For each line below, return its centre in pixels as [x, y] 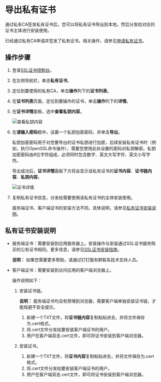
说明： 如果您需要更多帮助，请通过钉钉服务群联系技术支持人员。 [76, 260]
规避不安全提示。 [41, 307]
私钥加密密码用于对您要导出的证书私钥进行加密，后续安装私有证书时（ [82, 142]
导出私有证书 [31, 10]
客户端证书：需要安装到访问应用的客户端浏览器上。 [63, 270]
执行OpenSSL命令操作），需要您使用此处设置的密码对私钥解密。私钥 [88, 148]
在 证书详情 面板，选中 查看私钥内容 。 [48, 111]
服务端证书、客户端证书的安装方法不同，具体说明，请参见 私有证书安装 [82, 208]
